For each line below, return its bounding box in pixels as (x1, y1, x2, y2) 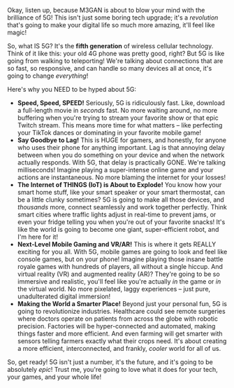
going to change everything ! (7, 71, 89, 80)
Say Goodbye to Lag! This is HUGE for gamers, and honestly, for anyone (17, 136, 227, 144)
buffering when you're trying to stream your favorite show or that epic (17, 113, 219, 122)
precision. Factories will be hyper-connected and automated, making (17, 322, 216, 330)
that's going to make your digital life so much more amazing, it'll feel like (7, 21, 215, 29)
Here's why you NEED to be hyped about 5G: (7, 85, 137, 93)
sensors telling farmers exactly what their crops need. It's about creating (17, 337, 227, 345)
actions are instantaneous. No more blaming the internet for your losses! (17, 173, 226, 181)
